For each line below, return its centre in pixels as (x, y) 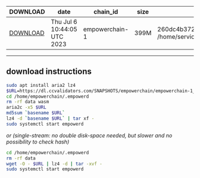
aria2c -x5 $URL (26, 107)
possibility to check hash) (38, 142)
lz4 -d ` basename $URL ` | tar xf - (50, 118)
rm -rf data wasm (28, 102)
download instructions (49, 72)
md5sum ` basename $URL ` (36, 113)
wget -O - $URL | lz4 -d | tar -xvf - (54, 164)
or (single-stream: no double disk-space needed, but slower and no (89, 135)
